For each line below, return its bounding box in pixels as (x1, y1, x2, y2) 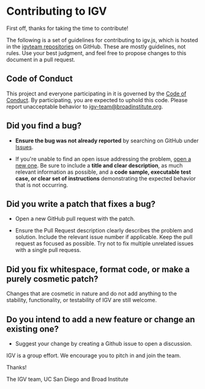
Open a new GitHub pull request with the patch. (15, 215, 136, 223)
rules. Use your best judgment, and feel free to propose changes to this (6, 49, 187, 56)
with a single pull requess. (15, 246, 81, 254)
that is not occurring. (15, 181, 69, 188)
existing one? (6, 324, 59, 334)
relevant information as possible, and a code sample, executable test (15, 168, 192, 176)
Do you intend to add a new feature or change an (6, 314, 195, 325)
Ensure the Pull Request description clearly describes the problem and (15, 227, 193, 234)
